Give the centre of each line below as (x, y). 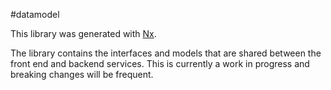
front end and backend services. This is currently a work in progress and (160, 63)
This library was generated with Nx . (83, 33)
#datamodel (35, 14)
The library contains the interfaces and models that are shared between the (166, 53)
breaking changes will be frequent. (82, 74)
